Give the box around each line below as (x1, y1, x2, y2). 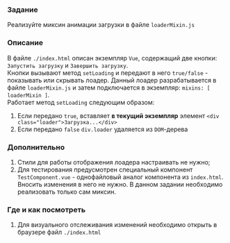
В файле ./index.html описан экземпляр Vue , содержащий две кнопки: (7, 53, 217, 62)
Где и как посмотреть (7, 205, 85, 215)
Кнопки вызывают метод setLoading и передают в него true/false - (7, 68, 208, 77)
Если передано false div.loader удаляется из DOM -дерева (17, 125, 188, 133)
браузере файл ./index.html (17, 228, 101, 237)
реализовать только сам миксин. (17, 187, 117, 196)
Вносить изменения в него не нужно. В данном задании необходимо (17, 180, 223, 188)
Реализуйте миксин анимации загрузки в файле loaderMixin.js (7, 21, 195, 29)
